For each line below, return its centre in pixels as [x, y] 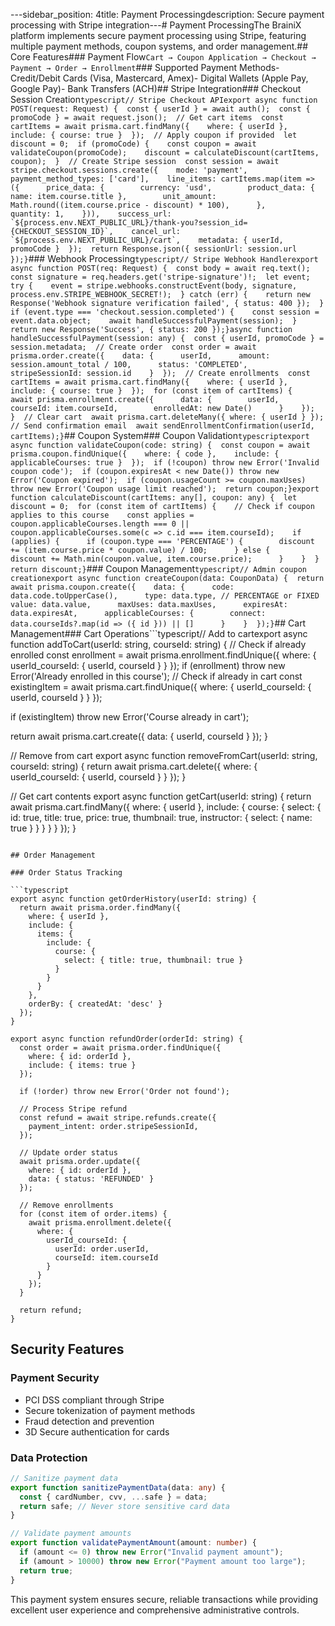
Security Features [67, 1349]
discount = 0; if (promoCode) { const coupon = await [133, 144]
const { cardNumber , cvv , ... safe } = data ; [113, 1497]
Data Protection [49, 1457]
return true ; [46, 1570]
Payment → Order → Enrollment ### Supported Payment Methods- [145, 67]
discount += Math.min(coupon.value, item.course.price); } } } [165, 559]
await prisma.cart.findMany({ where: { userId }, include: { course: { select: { [166, 807]
